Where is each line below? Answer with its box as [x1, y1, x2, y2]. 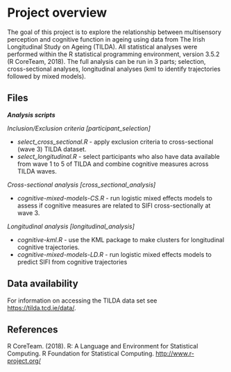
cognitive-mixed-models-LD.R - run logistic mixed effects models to [17, 250, 212, 258]
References [7, 323, 58, 335]
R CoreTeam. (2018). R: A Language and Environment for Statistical [7, 342, 198, 350]
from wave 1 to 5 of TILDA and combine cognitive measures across [17, 160, 209, 168]
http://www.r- [155, 349, 194, 358]
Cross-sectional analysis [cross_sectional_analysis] [7, 180, 156, 189]
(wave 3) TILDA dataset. [17, 144, 87, 153]
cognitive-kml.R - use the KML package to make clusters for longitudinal [17, 235, 225, 244]
